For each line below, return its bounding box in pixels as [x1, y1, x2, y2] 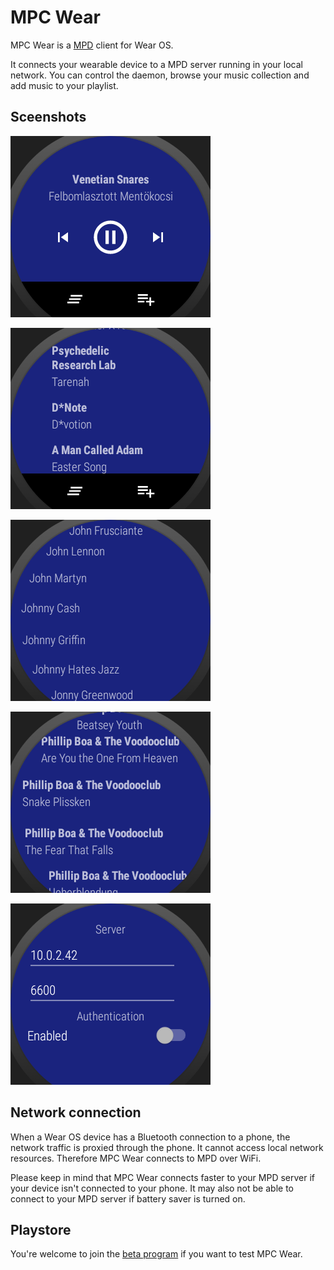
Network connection [10, 1104, 142, 1121]
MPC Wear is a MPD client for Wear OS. [10, 39, 174, 51]
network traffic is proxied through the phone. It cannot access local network [10, 1141, 324, 1153]
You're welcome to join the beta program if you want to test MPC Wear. [10, 1248, 303, 1260]
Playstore [10, 1221, 72, 1238]
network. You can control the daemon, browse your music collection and [10, 69, 310, 81]
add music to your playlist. [10, 79, 119, 91]
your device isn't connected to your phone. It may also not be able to [10, 1182, 294, 1194]
